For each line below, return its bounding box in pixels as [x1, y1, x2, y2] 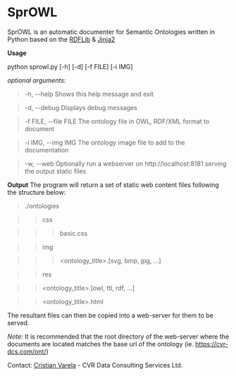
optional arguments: [7, 75, 66, 85]
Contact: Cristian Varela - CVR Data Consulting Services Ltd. [7, 360, 183, 369]
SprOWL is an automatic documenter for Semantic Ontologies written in [7, 28, 215, 36]
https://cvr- [194, 339, 229, 348]
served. [7, 318, 30, 327]
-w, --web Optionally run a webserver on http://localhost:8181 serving [24, 159, 227, 168]
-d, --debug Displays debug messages [24, 103, 137, 111]
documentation [24, 145, 69, 154]
